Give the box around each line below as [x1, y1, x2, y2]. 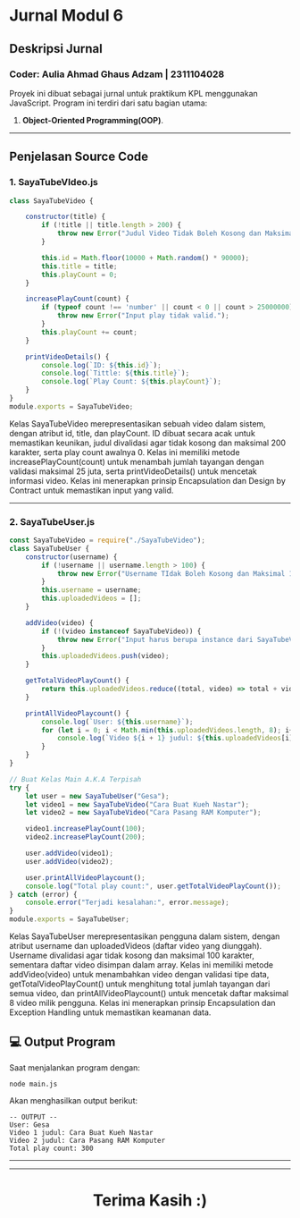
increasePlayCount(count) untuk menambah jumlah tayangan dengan [9, 456, 265, 467]
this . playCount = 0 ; [41, 270, 118, 279]
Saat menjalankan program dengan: [9, 1062, 141, 1073]
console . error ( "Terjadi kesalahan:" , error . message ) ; [25, 898, 229, 908]
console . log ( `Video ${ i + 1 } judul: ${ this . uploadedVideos [56, 734, 281, 743]
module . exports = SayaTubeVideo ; [9, 402, 134, 411]
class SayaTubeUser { [9, 544, 90, 553]
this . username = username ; [41, 586, 142, 595]
